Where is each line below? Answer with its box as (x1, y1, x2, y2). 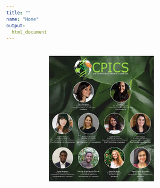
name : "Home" (6, 16, 39, 22)
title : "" (6, 10, 31, 16)
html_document (11, 29, 47, 35)
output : (6, 22, 26, 28)
